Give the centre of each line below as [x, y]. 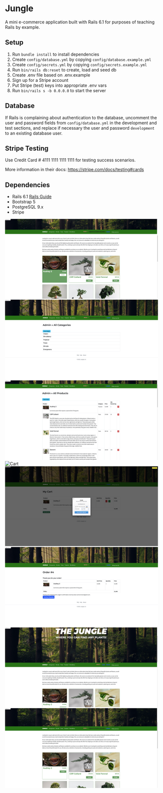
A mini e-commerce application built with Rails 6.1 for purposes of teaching [80, 22]
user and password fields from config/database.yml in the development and [81, 123]
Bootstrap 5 [24, 202]
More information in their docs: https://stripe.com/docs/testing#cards [74, 170]
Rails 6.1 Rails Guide [32, 197]
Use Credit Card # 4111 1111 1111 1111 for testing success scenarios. [70, 160]
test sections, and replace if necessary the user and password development [80, 128]
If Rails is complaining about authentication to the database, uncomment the [81, 117]
